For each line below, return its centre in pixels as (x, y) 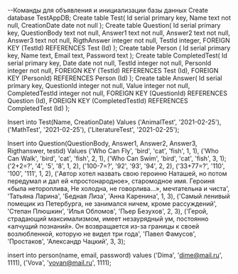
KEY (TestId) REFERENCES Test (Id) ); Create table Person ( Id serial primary (119, 48)
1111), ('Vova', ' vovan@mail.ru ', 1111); (59, 263)
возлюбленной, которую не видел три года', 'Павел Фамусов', (102, 234)
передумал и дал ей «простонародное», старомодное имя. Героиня (111, 181)
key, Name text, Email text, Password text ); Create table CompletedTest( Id (117, 55)
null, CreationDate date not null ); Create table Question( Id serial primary (114, 25)
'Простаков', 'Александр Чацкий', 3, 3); (66, 241)
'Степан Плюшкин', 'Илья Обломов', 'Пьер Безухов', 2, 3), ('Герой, (108, 211)
